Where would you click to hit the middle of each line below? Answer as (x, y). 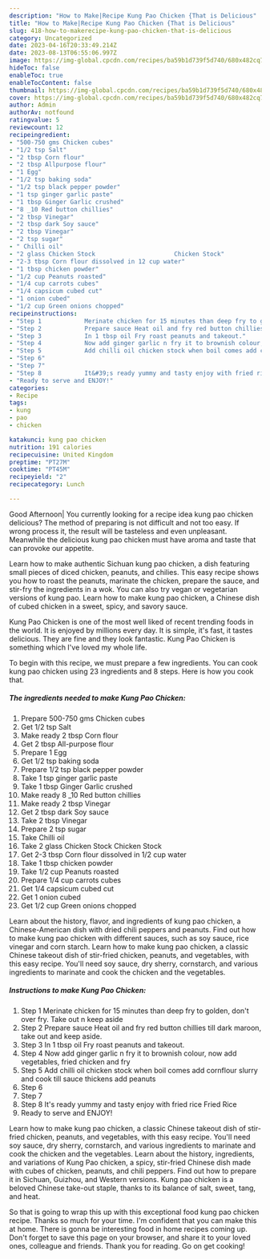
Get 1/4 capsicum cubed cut (67, 888)
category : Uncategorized (50, 38)
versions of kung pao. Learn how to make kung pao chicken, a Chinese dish (134, 597)
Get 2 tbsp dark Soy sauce (64, 812)
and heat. (25, 1196)
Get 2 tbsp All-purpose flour (67, 744)
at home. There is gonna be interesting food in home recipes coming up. (128, 1229)
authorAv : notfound (42, 113)
